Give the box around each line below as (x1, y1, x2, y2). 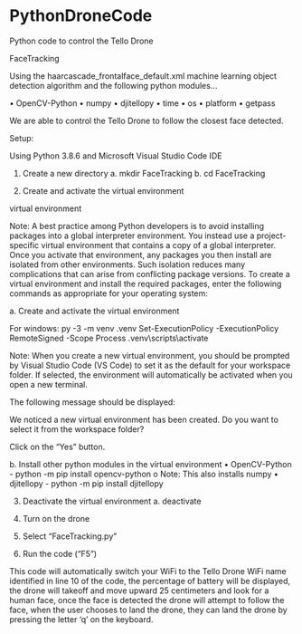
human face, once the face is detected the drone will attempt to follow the (9, 594, 285, 605)
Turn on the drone (22, 513, 90, 524)
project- (256, 230, 287, 241)
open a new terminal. (9, 379, 89, 389)
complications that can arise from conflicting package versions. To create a (9, 268, 291, 279)
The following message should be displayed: (9, 396, 176, 408)
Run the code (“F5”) (22, 548, 98, 559)
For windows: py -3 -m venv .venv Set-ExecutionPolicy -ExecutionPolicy (9, 322, 279, 333)
